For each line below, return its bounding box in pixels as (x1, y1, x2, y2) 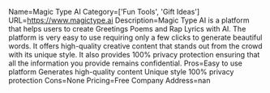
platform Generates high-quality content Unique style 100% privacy (8, 67, 234, 76)
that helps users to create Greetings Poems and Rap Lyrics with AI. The (8, 24, 246, 33)
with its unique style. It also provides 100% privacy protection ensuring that (8, 50, 260, 59)
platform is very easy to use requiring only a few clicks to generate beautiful (8, 32, 263, 42)
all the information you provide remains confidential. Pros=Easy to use (8, 58, 243, 68)
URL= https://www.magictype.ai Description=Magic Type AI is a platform (8, 15, 250, 25)
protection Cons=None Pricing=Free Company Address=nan (8, 76, 211, 85)
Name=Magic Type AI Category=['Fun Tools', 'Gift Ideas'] (8, 7, 200, 16)
